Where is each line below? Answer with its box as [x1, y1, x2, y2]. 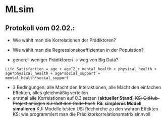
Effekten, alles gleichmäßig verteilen [12, 90, 88, 96]
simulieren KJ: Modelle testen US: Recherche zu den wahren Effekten [12, 106, 158, 112]
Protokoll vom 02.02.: [5, 24, 75, 32]
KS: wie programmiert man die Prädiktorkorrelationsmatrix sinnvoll [12, 111, 150, 117]
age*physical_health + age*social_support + [5, 71, 100, 76]
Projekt [12, 100, 28, 106]
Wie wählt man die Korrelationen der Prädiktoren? [12, 37, 116, 43]
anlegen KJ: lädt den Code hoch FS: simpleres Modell [28, 100, 142, 106]
